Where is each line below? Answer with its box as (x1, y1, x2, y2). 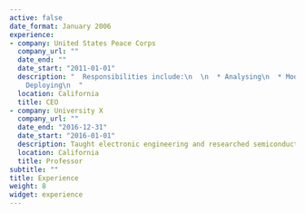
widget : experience (9, 190, 84, 199)
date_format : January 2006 (9, 22, 112, 31)
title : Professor (17, 156, 84, 166)
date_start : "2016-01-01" (17, 131, 116, 140)
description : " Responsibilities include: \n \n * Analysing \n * (17, 73, 282, 82)
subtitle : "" (9, 165, 59, 174)
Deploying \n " (25, 81, 84, 90)
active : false (9, 13, 64, 23)
